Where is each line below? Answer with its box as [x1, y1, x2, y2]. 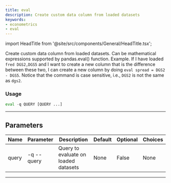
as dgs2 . [5, 78, 22, 84]
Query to [58, 145, 79, 152]
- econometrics [5, 21, 38, 27]
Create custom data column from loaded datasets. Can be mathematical [5, 51, 156, 57]
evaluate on [58, 151, 87, 158]
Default [93, 136, 112, 143]
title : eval [5, 7, 31, 13]
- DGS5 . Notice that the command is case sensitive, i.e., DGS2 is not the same [5, 72, 164, 78]
